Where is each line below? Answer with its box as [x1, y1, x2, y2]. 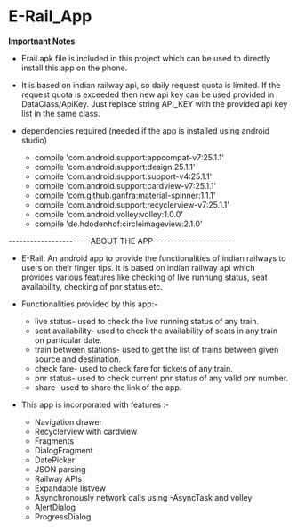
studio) [20, 135, 48, 145]
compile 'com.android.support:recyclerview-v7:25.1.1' [34, 199, 230, 210]
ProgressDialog [34, 511, 92, 522]
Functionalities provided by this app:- [20, 298, 158, 309]
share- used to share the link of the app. [34, 381, 182, 393]
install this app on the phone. [20, 62, 128, 73]
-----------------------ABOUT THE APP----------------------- [8, 235, 236, 246]
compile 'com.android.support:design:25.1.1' [34, 161, 196, 172]
